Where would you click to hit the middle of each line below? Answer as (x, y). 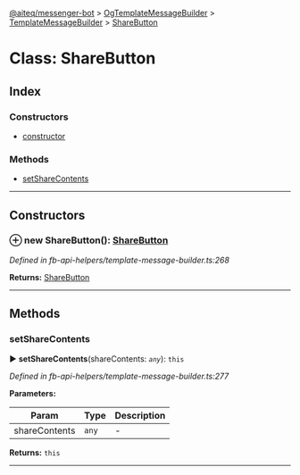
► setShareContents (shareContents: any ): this (97, 358)
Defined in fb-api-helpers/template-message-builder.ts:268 (120, 260)
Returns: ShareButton (50, 277)
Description (140, 415)
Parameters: (33, 393)
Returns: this (35, 452)
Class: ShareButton (83, 58)
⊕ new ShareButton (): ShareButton (89, 240)
